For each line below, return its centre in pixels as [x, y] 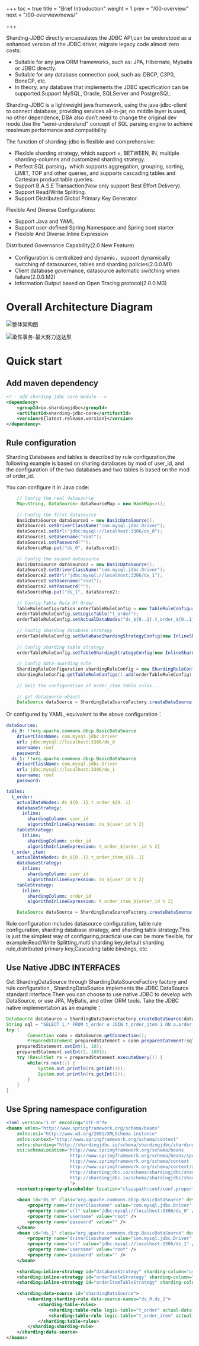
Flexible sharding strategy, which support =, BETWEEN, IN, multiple [97, 153]
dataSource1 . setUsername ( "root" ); [59, 537]
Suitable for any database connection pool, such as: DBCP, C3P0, [95, 74]
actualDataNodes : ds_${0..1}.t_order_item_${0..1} [81, 857]
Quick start [34, 361]
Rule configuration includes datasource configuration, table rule [84, 924]
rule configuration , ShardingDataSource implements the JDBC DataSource [98, 988]
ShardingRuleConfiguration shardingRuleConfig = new [83, 669]
